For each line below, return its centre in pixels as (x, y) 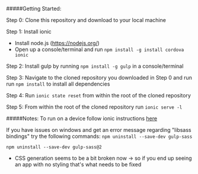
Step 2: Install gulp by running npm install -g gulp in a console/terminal (95, 66)
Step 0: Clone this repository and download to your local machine (86, 20)
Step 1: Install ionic (29, 31)
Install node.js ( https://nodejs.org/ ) (57, 43)
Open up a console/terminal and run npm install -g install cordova (99, 49)
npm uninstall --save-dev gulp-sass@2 (54, 147)
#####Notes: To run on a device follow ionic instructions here (82, 118)
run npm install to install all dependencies (58, 84)
